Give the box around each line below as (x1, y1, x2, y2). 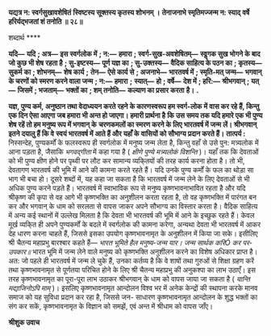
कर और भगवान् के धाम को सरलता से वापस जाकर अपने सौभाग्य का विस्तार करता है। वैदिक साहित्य (8, 202, 258, 211)
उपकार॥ (8, 247, 31, 256)
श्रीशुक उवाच (8, 317, 40, 327)
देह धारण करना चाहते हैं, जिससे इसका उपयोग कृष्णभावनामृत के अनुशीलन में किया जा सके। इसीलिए (8, 229, 258, 238)
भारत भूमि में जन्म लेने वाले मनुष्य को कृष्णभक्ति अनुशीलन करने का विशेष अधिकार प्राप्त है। (31, 247, 258, 256)
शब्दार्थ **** (8, 33, 41, 42)
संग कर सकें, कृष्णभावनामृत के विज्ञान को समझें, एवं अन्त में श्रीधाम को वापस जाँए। (8, 301, 214, 311)
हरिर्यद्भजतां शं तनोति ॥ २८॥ (8, 17, 83, 26)
